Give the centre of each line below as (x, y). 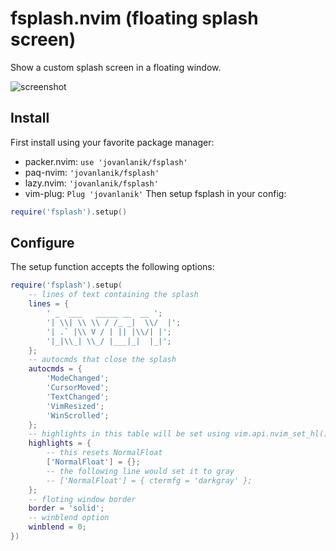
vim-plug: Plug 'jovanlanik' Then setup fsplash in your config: (155, 193)
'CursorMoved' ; (78, 388)
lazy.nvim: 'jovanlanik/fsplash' (91, 183)
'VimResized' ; (75, 406)
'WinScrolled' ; (78, 415)
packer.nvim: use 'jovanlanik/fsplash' (106, 161)
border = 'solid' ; (66, 508)
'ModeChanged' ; (78, 378)
